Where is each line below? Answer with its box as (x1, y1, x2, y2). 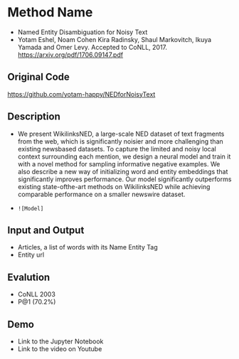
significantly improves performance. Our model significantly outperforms (17, 175, 232, 183)
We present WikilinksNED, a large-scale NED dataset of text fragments (17, 129, 225, 138)
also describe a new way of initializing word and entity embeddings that (17, 167, 228, 176)
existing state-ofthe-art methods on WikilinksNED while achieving (17, 182, 211, 191)
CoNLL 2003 (17, 290, 55, 299)
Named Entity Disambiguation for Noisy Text (17, 28, 148, 36)
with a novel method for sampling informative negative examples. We (17, 159, 221, 168)
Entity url (17, 250, 45, 259)
